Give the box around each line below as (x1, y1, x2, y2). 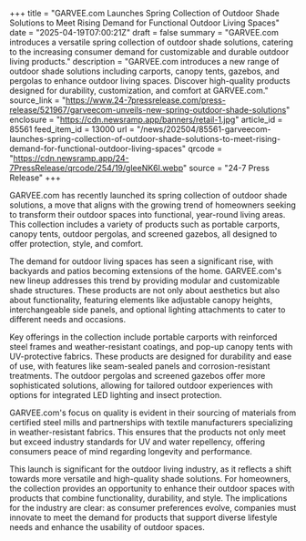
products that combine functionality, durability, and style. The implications (9, 493, 288, 504)
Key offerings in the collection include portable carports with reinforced (9, 332, 278, 342)
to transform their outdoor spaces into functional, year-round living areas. (9, 209, 286, 219)
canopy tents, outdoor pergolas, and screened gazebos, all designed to (9, 229, 278, 240)
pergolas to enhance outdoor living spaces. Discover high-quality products (9, 76, 291, 86)
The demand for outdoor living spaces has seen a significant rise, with (9, 256, 273, 267)
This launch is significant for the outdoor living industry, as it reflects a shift (9, 464, 292, 475)
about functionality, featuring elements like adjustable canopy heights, (9, 295, 273, 305)
